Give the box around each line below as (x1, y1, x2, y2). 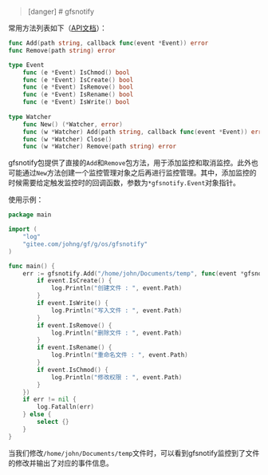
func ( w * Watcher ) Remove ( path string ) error (22, 143, 177, 151)
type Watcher (8, 113, 52, 121)
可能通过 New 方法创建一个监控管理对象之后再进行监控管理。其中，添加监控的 (8, 168, 257, 178)
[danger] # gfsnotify (27, 7, 94, 16)
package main (8, 211, 52, 219)
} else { (22, 410, 52, 418)
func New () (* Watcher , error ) (22, 120, 124, 129)
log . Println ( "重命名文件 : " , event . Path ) (50, 351, 189, 359)
